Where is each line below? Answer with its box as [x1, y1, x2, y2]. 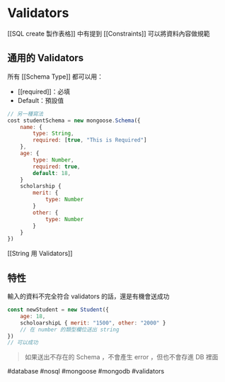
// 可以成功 [7, 339, 39, 347]
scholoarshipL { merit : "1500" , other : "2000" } [20, 319, 166, 327]
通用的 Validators [7, 52, 84, 64]
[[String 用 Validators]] [7, 249, 73, 258]
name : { [20, 123, 42, 130]
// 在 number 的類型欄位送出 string [20, 326, 120, 333]
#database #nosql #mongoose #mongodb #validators [7, 367, 165, 376]
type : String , [33, 130, 74, 137]
